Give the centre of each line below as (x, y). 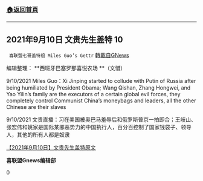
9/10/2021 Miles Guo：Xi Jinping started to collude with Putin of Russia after (101, 81)
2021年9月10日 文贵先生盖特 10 (65, 40)
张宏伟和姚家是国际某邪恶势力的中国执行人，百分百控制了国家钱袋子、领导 (99, 127)
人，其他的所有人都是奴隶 (38, 135)
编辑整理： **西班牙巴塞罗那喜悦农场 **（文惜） (66, 68)
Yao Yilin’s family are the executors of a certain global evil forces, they (93, 94)
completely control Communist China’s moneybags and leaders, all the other (101, 100)
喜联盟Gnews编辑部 (31, 160)
